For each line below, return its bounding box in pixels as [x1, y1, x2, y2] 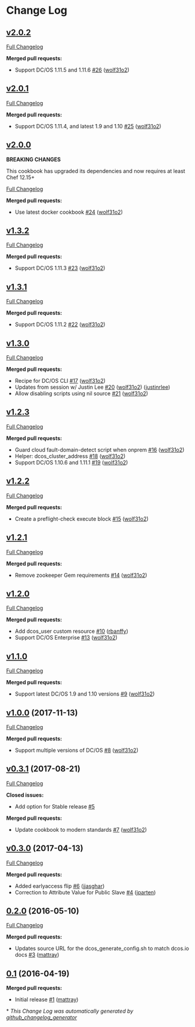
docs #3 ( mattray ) [14, 951, 60, 958]
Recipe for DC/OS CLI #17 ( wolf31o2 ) [14, 377, 106, 385]
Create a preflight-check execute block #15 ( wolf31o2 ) [14, 515, 149, 522]
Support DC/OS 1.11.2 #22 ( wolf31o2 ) [14, 321, 106, 328]
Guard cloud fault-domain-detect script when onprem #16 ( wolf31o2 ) [14, 446, 185, 453]
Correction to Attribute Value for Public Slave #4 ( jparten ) [14, 888, 156, 896]
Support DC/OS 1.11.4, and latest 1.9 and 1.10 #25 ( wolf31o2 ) [14, 122, 162, 130]
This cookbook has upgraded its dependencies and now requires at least [6, 167, 185, 174]
